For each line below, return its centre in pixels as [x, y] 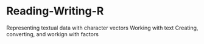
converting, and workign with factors [53, 34]
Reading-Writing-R [55, 11]
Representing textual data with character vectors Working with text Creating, [102, 28]
